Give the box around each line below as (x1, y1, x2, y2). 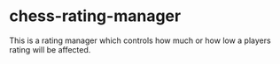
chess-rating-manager (9, 6, 182, 26)
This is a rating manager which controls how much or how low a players (9, 35, 272, 46)
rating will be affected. (9, 44, 91, 54)
